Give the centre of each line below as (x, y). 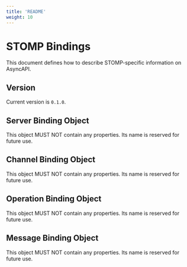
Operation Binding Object (54, 199)
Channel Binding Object (51, 160)
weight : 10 (20, 17)
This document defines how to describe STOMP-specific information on (94, 63)
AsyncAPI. (19, 69)
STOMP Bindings (48, 46)
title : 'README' (26, 12)
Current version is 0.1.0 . (36, 102)
